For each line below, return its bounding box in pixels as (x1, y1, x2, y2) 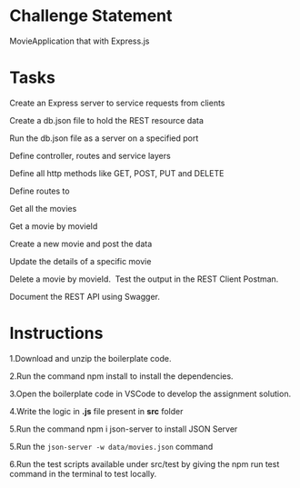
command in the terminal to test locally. (9, 468, 157, 479)
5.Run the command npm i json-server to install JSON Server (9, 423, 238, 434)
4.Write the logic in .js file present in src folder (9, 405, 184, 416)
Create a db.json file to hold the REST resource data (9, 115, 205, 125)
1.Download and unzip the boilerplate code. (9, 353, 172, 364)
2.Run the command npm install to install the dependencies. (9, 370, 234, 382)
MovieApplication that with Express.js (9, 35, 150, 46)
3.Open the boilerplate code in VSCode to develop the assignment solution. (9, 388, 292, 399)
